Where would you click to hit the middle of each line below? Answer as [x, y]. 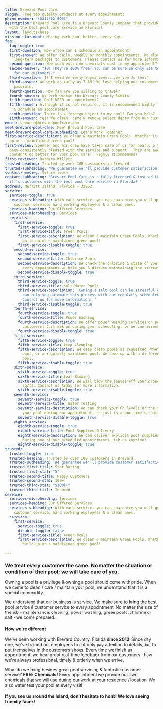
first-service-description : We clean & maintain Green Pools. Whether [78, 136]
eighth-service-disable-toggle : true [56, 444]
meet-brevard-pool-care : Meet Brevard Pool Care [55, 127]
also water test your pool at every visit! [44, 685]
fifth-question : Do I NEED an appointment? [54, 100]
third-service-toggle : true [46, 281]
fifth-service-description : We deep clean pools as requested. [83, 349]
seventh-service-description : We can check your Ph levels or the [86, 408]
